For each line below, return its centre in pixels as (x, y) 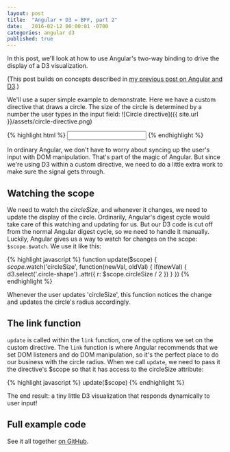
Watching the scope (51, 193)
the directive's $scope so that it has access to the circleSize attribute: (105, 369)
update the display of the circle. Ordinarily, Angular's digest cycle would (108, 217)
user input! (22, 403)
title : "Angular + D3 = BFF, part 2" (62, 20)
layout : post (26, 13)
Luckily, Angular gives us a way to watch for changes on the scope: (102, 239)
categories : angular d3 (41, 33)
